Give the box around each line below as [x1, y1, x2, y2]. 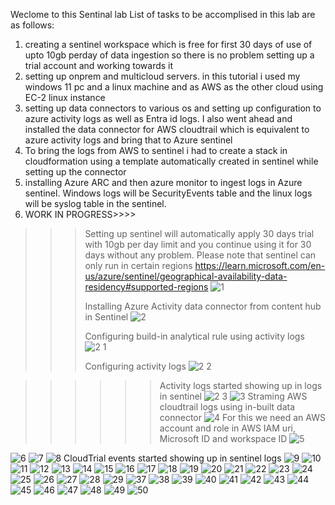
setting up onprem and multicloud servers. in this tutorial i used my [24, 70, 301, 82]
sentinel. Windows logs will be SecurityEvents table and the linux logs [24, 187, 313, 199]
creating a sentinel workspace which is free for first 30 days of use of [24, 39, 313, 50]
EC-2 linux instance [24, 92, 106, 103]
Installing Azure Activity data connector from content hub [84, 300, 322, 312]
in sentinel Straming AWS [159, 390, 308, 402]
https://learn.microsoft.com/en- [194, 260, 326, 271]
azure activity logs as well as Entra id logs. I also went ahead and [24, 113, 293, 124]
